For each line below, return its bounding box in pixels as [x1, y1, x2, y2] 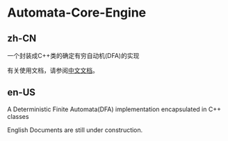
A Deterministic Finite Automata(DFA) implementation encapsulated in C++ [7, 105, 221, 113]
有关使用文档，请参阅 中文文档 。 [7, 66, 99, 74]
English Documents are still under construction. [7, 126, 143, 134]
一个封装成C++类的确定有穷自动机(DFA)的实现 [7, 52, 140, 59]
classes [7, 112, 29, 120]
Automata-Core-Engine [7, 5, 147, 21]
